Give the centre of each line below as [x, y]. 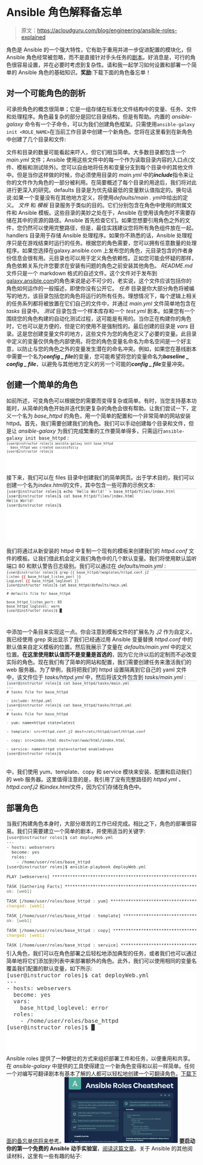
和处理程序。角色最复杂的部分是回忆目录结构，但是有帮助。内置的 [88, 116]
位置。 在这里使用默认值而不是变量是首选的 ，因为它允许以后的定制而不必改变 [101, 655]
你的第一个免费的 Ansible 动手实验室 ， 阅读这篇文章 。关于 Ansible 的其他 [97, 1149]
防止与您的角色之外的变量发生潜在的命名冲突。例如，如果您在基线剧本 [109, 349]
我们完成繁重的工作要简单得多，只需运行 [113, 431]
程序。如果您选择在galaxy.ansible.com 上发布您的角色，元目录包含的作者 [97, 250]
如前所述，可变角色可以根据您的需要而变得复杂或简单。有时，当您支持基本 [99, 401]
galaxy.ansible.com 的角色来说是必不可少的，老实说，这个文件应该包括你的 [99, 281]
